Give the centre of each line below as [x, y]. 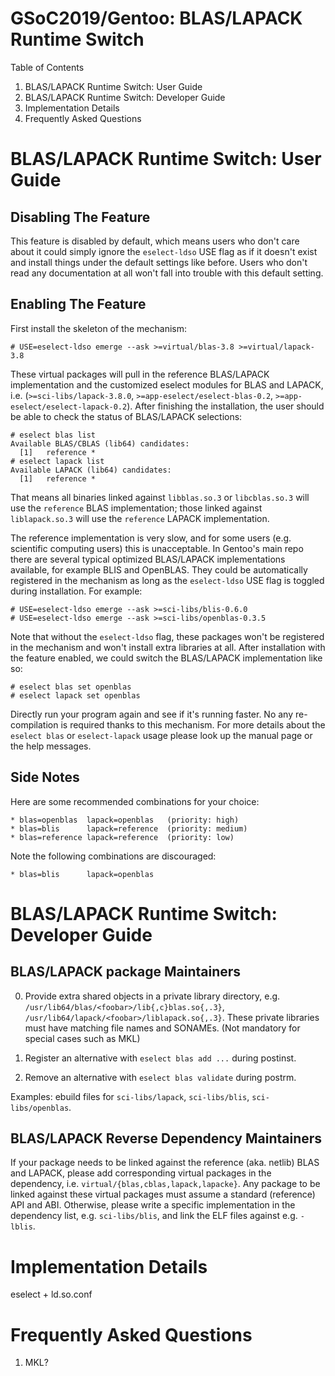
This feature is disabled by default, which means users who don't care [155, 241]
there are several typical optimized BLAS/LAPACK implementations [148, 559]
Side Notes [45, 777]
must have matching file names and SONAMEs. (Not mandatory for [162, 1028]
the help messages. [51, 746]
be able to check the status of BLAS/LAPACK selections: [126, 416]
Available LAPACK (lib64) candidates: [91, 470]
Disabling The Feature [80, 217]
